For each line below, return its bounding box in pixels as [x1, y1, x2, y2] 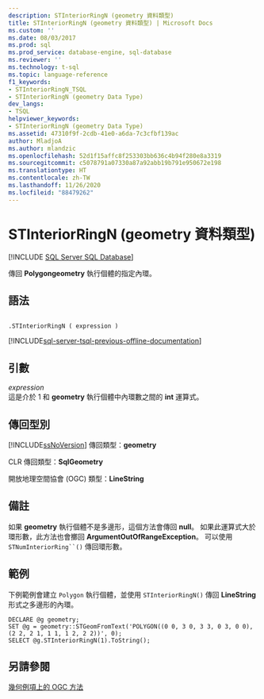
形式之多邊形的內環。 [8, 600, 78, 609]
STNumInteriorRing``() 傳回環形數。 [8, 541, 127, 551]
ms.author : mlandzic [8, 144, 77, 152]
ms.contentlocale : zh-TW [8, 174, 90, 182]
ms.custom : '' [8, 26, 55, 34]
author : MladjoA [8, 136, 62, 145]
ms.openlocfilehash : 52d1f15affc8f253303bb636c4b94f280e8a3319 [8, 152, 222, 159]
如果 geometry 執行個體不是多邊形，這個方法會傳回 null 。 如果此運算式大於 [8, 521, 256, 532]
